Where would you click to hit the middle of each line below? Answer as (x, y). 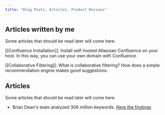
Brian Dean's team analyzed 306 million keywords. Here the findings (82, 107)
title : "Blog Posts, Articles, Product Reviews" (56, 10)
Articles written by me (40, 30)
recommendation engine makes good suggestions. (57, 70)
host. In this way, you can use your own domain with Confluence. (71, 56)
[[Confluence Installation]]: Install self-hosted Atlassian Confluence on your (82, 51)
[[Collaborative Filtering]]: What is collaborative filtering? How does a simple (82, 65)
